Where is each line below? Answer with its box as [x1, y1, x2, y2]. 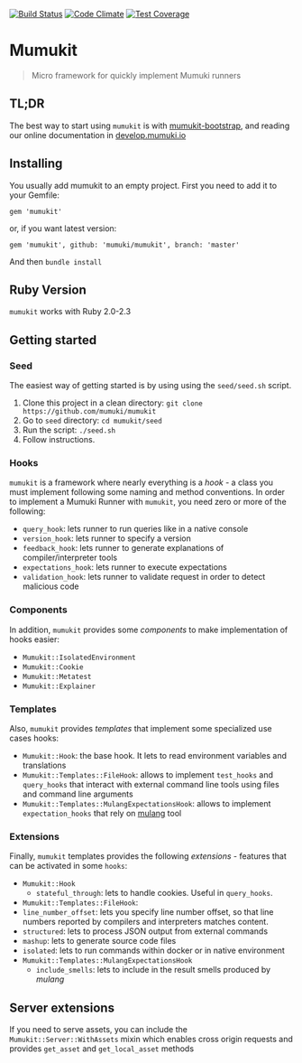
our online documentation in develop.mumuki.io [9, 129, 187, 140]
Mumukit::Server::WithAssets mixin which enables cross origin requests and [9, 1034, 293, 1045]
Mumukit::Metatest [22, 672, 92, 681]
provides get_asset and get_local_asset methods [9, 1043, 195, 1054]
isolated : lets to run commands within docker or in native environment [22, 945, 286, 956]
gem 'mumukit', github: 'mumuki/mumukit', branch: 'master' [9, 240, 241, 249]
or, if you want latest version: [9, 222, 117, 234]
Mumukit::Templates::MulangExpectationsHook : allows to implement [22, 797, 271, 808]
